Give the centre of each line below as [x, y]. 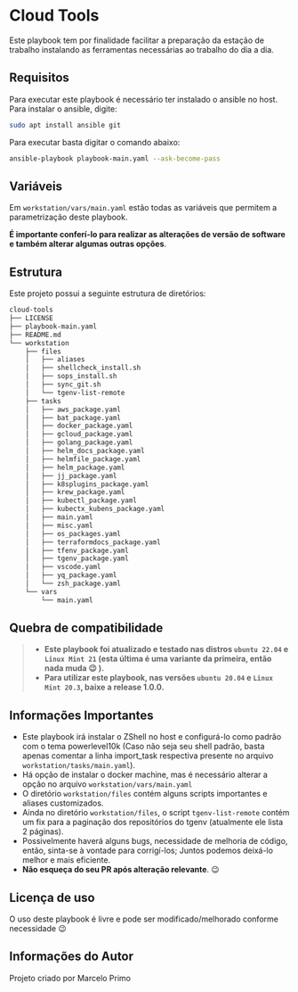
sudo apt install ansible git [65, 125]
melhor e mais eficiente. [66, 860]
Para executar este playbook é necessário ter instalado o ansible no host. [144, 99]
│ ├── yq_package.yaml [71, 575]
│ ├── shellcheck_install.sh [83, 368]
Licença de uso [52, 897]
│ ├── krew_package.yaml [75, 492]
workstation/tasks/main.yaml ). [79, 765]
